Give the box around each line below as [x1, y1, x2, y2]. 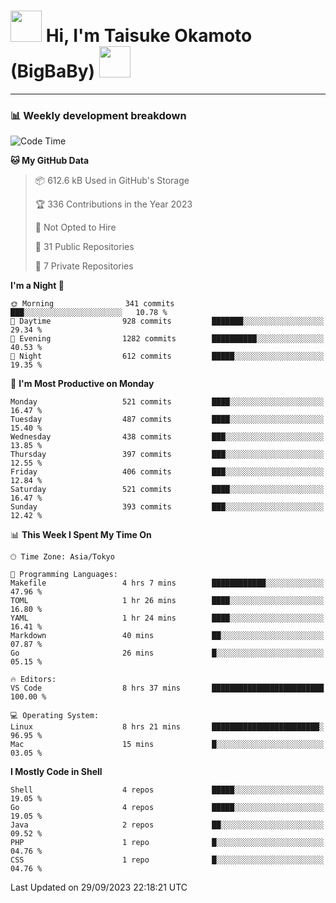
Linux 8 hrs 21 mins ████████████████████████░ [10, 722, 325, 732]
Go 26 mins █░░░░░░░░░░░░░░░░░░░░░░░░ [10, 648, 325, 659]
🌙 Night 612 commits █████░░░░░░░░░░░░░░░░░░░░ [10, 351, 325, 362]
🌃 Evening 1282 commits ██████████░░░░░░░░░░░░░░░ [10, 334, 325, 344]
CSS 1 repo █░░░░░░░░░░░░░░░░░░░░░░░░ [10, 855, 325, 865]
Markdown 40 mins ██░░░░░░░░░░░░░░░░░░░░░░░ [10, 631, 325, 641]
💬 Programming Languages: [10, 570, 118, 580]
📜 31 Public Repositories [34, 241, 135, 253]
